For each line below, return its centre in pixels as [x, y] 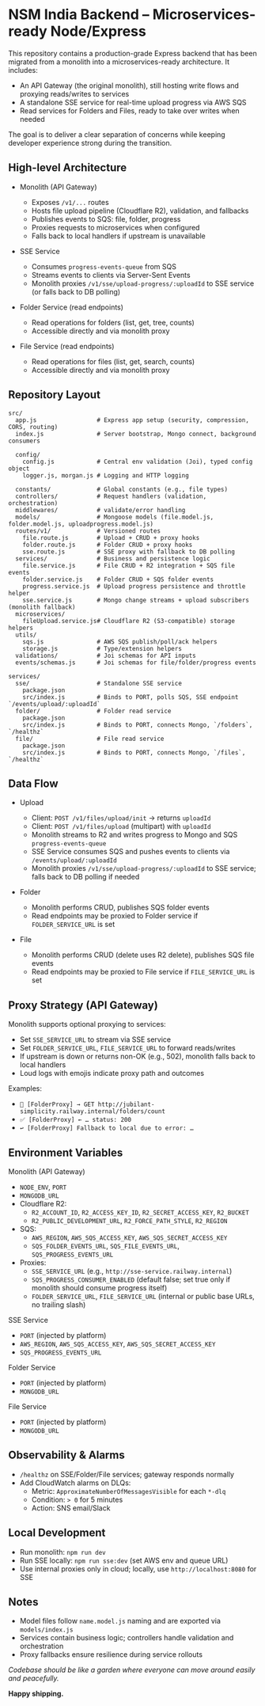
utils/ [26, 635]
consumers [25, 441]
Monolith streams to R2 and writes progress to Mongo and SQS [134, 835]
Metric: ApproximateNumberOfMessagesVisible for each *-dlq [129, 1491]
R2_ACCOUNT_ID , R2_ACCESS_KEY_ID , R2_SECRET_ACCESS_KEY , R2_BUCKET [140, 1212]
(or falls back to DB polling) [76, 291]
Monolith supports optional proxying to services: [87, 1024]
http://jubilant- [126, 1105]
